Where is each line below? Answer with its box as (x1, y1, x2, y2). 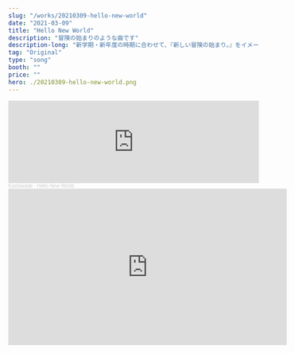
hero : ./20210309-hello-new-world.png (8, 78, 137, 86)
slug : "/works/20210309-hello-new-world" (8, 11, 148, 20)
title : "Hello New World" (8, 26, 94, 34)
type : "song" (8, 56, 52, 64)
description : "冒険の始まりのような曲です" (8, 33, 139, 42)
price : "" (8, 71, 41, 79)
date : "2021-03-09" (8, 19, 73, 27)
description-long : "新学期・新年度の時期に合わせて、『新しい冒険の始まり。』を (8, 41, 242, 49)
